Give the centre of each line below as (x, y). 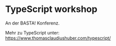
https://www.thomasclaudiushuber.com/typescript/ (58, 38)
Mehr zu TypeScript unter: (32, 32)
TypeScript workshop (51, 9)
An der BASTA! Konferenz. (32, 23)
